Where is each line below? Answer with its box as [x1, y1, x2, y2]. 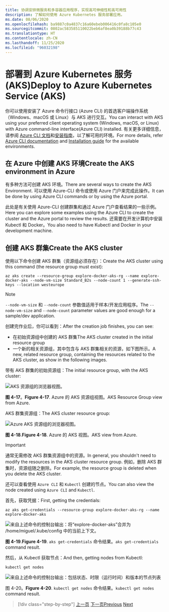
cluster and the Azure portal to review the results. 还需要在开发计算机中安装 [5, 216, 163, 222]
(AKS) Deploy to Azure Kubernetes [5, 80, 152, 91]
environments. [5, 143, 35, 149]
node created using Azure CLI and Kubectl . [5, 487, 95, 493]
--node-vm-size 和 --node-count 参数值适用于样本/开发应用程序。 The [5, 302, 149, 308]
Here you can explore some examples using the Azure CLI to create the [5, 210, 154, 216]
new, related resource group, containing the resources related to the [12, 352, 155, 358]
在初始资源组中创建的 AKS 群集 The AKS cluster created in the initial [12, 334, 153, 340]
